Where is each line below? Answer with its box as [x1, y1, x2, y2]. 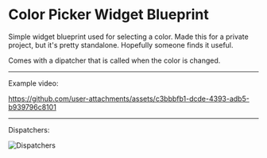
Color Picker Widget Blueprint [8, 6, 209, 24]
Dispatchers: [8, 125, 50, 134]
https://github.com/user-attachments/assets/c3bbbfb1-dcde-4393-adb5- [8, 94, 250, 103]
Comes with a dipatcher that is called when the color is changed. [8, 56, 221, 65]
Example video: [8, 78, 59, 88]
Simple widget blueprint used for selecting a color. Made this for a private [8, 32, 249, 41]
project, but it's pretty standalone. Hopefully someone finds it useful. [8, 40, 234, 49]
